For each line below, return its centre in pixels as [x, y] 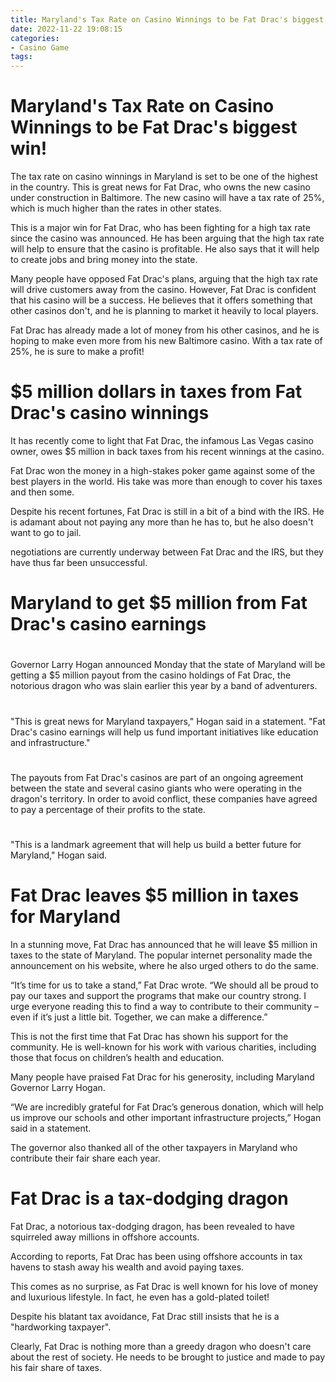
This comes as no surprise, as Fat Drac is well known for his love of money [164, 1286]
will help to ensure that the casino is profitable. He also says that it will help [165, 249]
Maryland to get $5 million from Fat [159, 603]
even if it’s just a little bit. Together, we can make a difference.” [139, 1017]
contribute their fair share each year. [85, 1158]
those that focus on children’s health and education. [117, 1057]
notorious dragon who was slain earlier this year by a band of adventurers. [164, 686]
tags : [21, 57]
